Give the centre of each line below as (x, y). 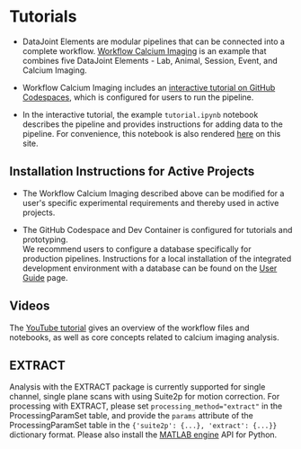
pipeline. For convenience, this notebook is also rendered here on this (151, 133)
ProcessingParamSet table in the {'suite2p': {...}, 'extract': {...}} (143, 426)
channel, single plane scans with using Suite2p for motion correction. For (145, 397)
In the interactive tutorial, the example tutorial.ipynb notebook (140, 114)
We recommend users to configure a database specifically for (137, 248)
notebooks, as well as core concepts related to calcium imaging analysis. (145, 337)
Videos (30, 306)
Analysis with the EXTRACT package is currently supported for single (137, 387)
